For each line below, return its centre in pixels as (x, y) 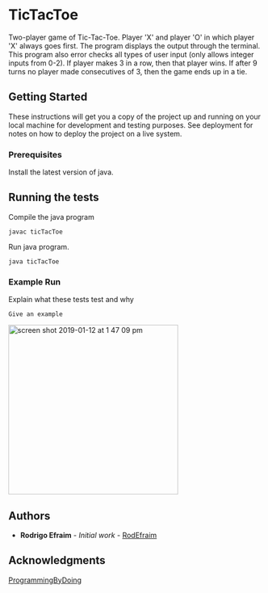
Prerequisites (35, 154)
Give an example (36, 314)
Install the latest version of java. (61, 172)
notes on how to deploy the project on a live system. (95, 133)
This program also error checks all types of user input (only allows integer (131, 54)
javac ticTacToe (36, 232)
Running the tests (54, 198)
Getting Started (48, 97)
